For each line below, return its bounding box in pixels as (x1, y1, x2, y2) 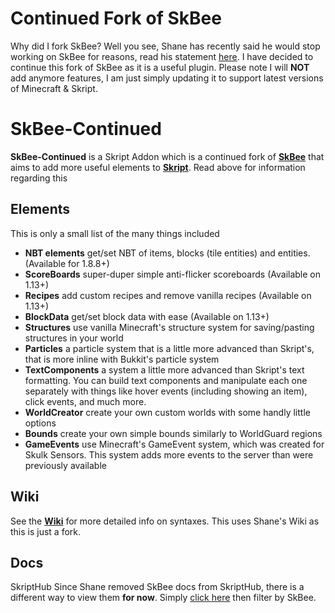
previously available (24, 459, 107, 471)
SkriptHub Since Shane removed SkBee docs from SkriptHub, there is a (10, 581, 305, 593)
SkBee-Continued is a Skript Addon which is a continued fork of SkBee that (10, 150, 325, 162)
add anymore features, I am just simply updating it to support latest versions (10, 72, 324, 84)
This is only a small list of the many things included (10, 227, 220, 239)
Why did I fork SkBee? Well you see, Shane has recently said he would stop (10, 40, 321, 52)
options (24, 417, 57, 429)
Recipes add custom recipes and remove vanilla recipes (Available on (24, 289, 312, 301)
